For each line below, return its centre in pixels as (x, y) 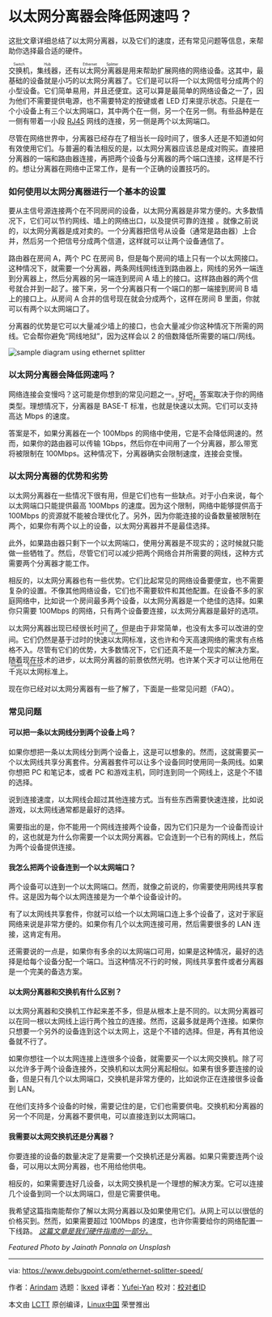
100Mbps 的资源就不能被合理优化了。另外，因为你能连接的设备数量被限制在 (135, 516)
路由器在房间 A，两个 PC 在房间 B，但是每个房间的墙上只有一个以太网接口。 (136, 258)
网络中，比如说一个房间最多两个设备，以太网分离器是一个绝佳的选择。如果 (139, 601)
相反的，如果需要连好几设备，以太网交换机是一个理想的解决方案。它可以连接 (136, 1183)
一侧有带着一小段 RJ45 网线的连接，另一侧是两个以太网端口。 (111, 121)
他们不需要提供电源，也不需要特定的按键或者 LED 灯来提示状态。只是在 (134, 100)
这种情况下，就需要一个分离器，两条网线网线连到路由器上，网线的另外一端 (132, 269)
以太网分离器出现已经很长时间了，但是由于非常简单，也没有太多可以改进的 (132, 627)
